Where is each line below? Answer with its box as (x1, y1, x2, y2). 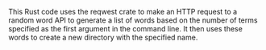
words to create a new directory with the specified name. (8, 32, 198, 42)
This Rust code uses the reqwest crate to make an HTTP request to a (8, 7, 238, 16)
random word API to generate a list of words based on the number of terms (8, 15, 258, 25)
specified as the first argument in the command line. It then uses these (8, 24, 243, 33)
